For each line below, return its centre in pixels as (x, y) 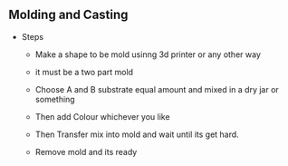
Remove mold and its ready (86, 151)
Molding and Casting (68, 15)
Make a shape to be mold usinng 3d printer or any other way (148, 54)
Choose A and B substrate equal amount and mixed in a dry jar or (157, 89)
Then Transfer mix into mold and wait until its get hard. (137, 134)
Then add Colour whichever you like (102, 116)
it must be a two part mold (84, 72)
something (55, 99)
